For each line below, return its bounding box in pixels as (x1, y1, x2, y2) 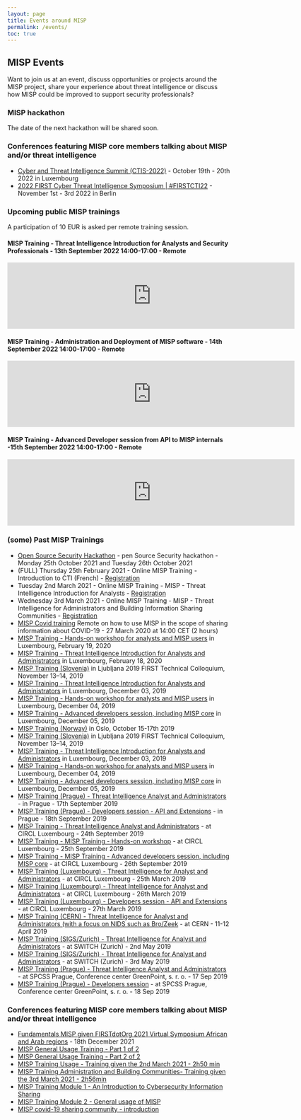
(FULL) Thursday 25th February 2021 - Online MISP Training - (17, 566, 198, 575)
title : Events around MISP (7, 17, 87, 24)
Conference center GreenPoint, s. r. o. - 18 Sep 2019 (17, 987, 170, 995)
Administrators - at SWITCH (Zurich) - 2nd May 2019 (17, 942, 172, 950)
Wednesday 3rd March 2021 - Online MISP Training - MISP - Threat (17, 596, 214, 605)
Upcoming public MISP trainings (7, 207, 120, 217)
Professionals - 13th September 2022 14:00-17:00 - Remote (7, 246, 187, 255)
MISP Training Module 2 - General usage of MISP (17, 1097, 161, 1106)
